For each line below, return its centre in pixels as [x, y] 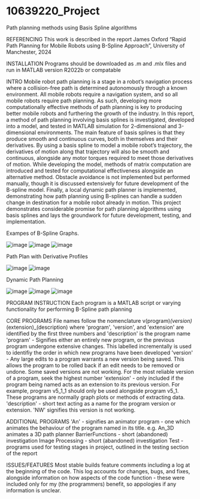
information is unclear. [34, 490]
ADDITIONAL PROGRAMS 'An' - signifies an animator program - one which [98, 421]
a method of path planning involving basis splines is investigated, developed [100, 120]
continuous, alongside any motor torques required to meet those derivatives [100, 158]
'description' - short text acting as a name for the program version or [91, 403]
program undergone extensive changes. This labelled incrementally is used [99, 346]
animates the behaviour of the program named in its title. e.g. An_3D [90, 428]
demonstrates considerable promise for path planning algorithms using [94, 208]
